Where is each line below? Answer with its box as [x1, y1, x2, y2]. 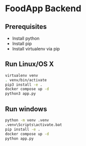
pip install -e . [5, 127, 41, 132]
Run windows [5, 105, 47, 113]
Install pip [12, 41, 32, 47]
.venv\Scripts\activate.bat [5, 122, 63, 127]
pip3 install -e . [5, 82, 43, 87]
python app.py [5, 136, 34, 141]
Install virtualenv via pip [12, 46, 60, 51]
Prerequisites [5, 23, 47, 31]
